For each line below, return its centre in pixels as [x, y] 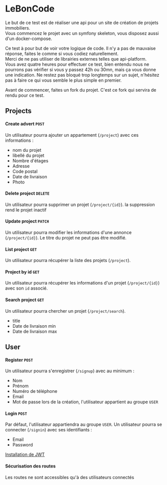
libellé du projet [28, 155]
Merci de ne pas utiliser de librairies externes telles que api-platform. [76, 59]
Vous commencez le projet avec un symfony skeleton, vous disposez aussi [82, 33]
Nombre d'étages [30, 160]
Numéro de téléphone [35, 391]
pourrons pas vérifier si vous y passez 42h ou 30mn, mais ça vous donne [81, 69]
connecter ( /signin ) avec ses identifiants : [49, 430]
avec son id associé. [27, 288]
